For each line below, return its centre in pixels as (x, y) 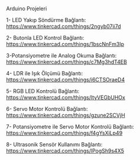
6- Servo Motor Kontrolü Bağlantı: (47, 109)
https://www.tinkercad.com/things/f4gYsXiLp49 (64, 133)
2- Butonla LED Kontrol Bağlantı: (45, 38)
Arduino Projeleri (27, 9)
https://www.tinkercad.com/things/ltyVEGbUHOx (66, 97)
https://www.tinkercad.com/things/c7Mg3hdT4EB (66, 62)
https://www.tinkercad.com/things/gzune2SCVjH (66, 115)
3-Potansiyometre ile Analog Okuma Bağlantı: (61, 55)
